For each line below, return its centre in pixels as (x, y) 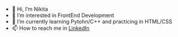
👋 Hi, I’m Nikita (30, 9)
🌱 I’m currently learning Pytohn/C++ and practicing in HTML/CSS (92, 21)
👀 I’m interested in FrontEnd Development (63, 15)
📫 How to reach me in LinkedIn (50, 28)
